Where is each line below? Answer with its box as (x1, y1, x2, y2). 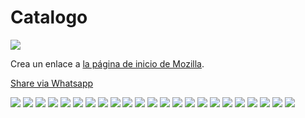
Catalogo (10, 6, 88, 29)
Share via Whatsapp (10, 77, 94, 89)
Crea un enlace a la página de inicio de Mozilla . (10, 57, 205, 70)
